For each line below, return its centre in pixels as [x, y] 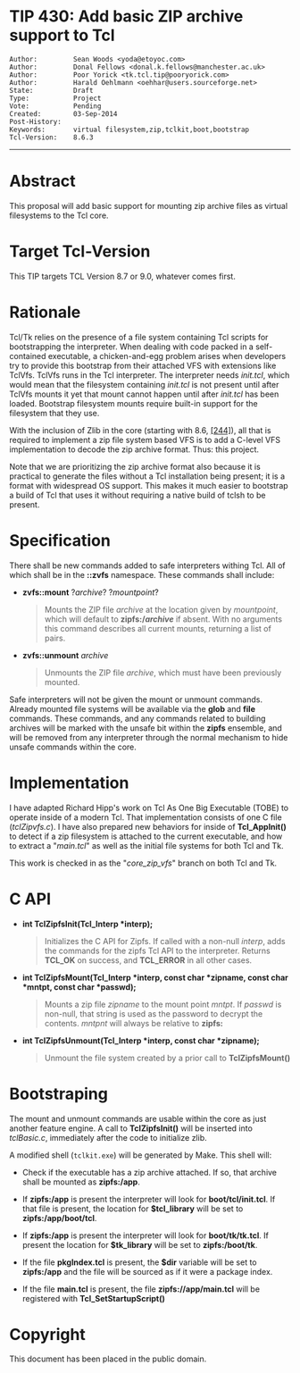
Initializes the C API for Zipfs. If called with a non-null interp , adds [165, 941]
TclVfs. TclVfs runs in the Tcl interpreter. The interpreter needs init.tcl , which [150, 375]
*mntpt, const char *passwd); [79, 987]
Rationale [45, 312]
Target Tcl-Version [80, 251]
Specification [60, 540]
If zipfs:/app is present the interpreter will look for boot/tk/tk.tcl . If [146, 1235]
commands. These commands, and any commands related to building [137, 718]
